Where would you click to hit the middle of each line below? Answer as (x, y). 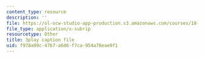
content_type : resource (36, 12)
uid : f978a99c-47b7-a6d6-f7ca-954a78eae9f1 (62, 46)
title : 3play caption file (40, 40)
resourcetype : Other (32, 34)
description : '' (27, 18)
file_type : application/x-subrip (49, 29)
